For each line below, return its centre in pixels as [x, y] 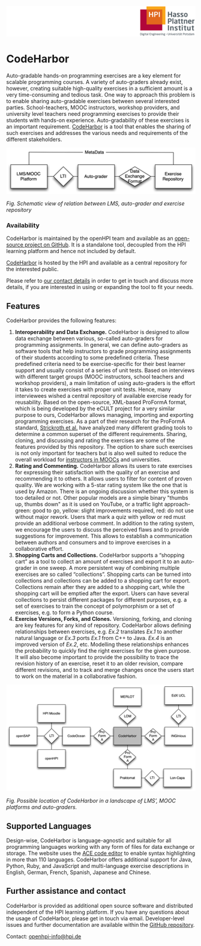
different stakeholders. [34, 139]
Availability [23, 226]
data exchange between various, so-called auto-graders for [89, 338]
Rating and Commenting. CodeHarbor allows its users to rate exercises [104, 466]
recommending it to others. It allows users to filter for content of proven [103, 479]
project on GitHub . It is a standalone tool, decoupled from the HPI [105, 245]
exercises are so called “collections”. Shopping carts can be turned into [103, 574]
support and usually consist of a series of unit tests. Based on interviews [105, 370]
